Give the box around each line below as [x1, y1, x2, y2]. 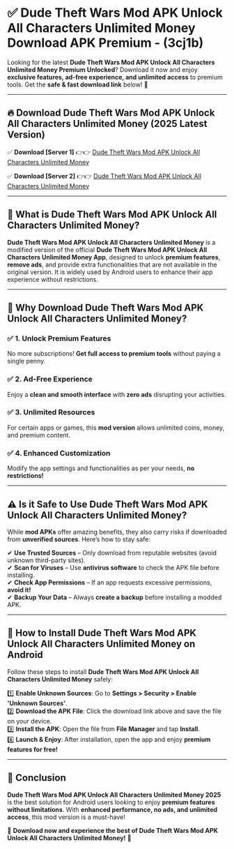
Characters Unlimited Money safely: [7, 675, 114, 683]
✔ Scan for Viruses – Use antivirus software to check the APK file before [7, 563, 219, 571]
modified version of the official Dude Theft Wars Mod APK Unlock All [7, 246, 208, 254]
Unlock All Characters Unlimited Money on [7, 638, 196, 650]
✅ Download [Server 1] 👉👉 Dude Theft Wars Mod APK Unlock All [7, 148, 201, 156]
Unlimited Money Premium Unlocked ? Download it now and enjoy [7, 65, 198, 74]
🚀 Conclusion [7, 772, 66, 784]
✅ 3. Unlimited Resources [7, 407, 95, 417]
